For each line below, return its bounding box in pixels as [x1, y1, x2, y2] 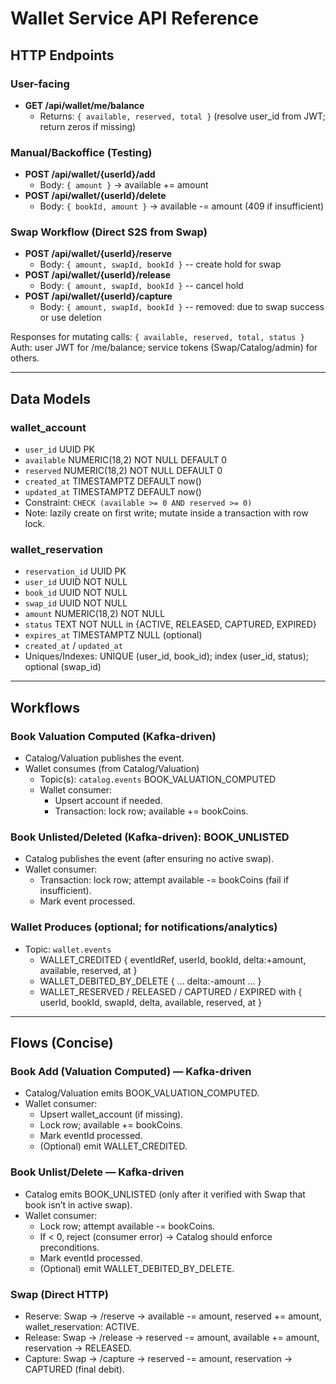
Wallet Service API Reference [10, 7, 259, 30]
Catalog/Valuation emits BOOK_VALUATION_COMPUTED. [24, 1087, 260, 1099]
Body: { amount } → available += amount [39, 179, 209, 191]
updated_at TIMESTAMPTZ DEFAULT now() [24, 486, 202, 498]
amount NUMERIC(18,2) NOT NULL [24, 608, 166, 620]
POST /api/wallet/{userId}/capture [24, 290, 173, 302]
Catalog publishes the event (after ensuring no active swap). [24, 853, 275, 865]
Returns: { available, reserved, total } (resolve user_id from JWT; [39, 110, 326, 122]
